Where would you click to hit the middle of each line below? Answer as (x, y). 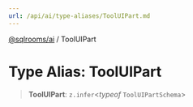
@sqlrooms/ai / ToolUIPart (52, 39)
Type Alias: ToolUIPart (85, 72)
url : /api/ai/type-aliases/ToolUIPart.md (79, 16)
